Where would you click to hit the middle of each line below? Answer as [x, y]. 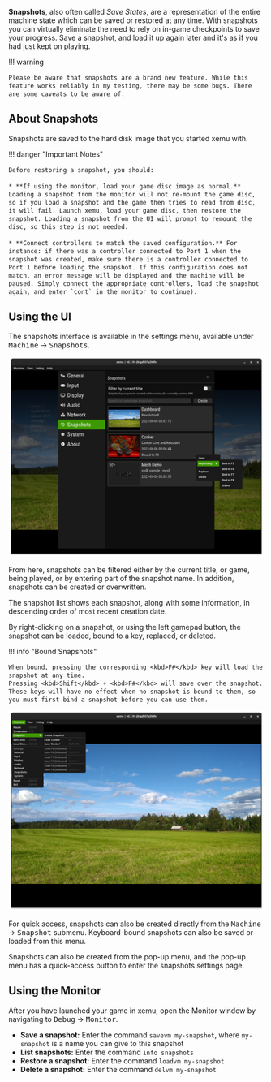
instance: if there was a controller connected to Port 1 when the [125, 251]
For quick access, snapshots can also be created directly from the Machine [135, 924]
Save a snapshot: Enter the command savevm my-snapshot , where [130, 1035]
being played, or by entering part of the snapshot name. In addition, [121, 578]
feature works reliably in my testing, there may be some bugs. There [130, 86]
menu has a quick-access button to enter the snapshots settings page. [127, 966]
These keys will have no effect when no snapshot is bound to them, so [132, 692]
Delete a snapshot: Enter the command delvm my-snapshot [118, 1069]
